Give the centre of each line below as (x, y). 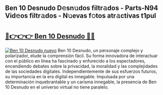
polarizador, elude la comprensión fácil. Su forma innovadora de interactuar (81, 56)
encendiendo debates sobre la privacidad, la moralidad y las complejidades (81, 66)
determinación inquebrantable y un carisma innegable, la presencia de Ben (81, 82)
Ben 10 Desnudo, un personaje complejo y (100, 50)
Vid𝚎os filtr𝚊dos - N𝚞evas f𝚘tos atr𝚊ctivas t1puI (81, 16)
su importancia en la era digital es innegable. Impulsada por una (70, 77)
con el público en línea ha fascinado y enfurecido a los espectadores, (75, 61)
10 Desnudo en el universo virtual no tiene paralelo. (57, 87)
